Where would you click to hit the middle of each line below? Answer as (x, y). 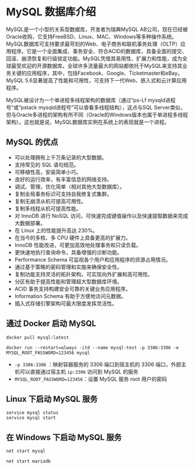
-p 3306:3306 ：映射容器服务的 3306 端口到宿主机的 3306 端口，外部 (98, 364)
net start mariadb (28, 461)
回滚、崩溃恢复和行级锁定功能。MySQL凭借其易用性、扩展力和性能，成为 (94, 58)
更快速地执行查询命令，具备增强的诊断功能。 (68, 252)
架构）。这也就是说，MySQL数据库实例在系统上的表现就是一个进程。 (88, 122)
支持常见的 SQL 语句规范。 (47, 165)
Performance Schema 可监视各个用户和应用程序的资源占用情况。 (93, 259)
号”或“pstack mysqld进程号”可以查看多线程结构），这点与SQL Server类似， (96, 107)
